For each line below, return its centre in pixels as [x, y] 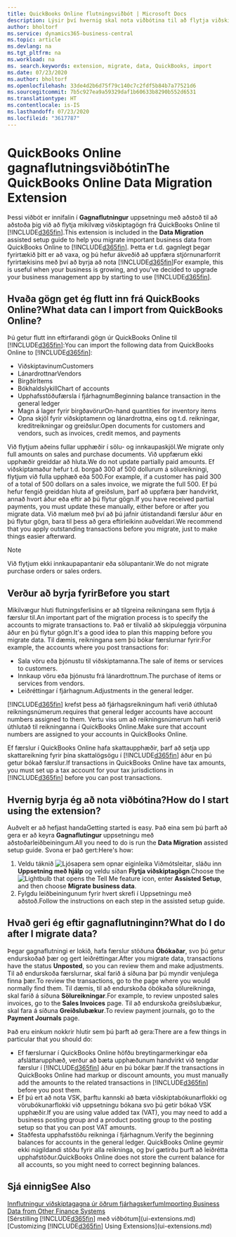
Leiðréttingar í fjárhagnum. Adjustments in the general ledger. [105, 691]
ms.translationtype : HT [42, 99]
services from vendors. [51, 683]
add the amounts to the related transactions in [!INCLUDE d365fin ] [113, 1083]
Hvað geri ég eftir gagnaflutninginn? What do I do [117, 923]
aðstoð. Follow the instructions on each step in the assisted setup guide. [121, 901]
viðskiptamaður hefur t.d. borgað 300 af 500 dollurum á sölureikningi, [108, 469]
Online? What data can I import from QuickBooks [115, 310]
